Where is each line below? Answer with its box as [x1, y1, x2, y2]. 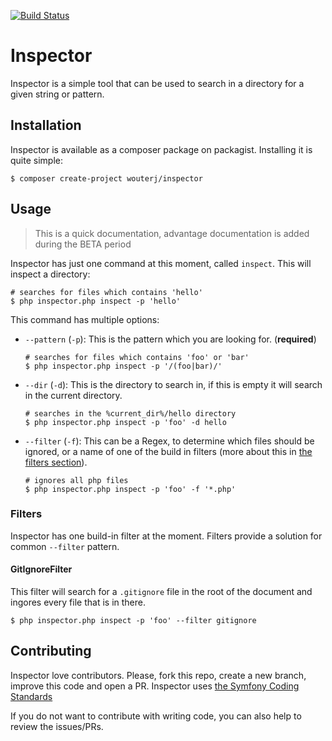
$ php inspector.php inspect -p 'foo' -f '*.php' [24, 484, 237, 494]
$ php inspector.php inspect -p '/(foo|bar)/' [24, 361, 223, 371]
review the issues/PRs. [10, 720, 104, 732]
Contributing [10, 643, 92, 660]
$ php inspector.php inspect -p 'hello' [10, 296, 182, 306]
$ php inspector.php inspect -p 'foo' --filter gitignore [10, 616, 257, 626]
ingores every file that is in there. [10, 596, 146, 609]
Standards [10, 690, 53, 702]
